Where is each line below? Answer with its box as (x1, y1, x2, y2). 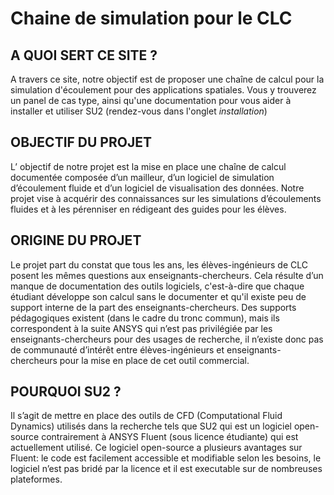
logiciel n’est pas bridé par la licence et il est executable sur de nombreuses (10, 463, 323, 475)
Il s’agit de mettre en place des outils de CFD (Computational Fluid (10, 410, 283, 422)
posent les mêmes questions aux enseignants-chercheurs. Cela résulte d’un (10, 269, 324, 281)
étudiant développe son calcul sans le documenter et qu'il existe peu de (10, 290, 307, 302)
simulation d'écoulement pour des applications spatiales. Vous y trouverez (10, 84, 317, 96)
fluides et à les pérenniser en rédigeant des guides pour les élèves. (10, 203, 287, 215)
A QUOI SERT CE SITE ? (10, 47, 158, 64)
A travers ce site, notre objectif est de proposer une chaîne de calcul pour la (10, 73, 325, 85)
